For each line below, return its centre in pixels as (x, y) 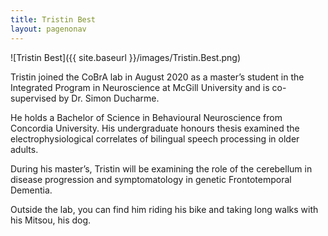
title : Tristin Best (53, 19)
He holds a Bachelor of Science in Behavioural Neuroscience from (146, 117)
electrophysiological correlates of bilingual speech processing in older (155, 138)
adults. (24, 149)
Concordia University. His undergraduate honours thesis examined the (155, 128)
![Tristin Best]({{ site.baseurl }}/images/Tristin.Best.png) (126, 57)
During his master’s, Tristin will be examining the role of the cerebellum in (161, 168)
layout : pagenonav (48, 29)
